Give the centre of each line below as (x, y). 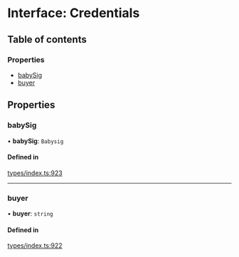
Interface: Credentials (74, 13)
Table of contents (47, 40)
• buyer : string (30, 214)
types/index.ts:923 (35, 173)
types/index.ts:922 (35, 246)
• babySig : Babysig (36, 141)
